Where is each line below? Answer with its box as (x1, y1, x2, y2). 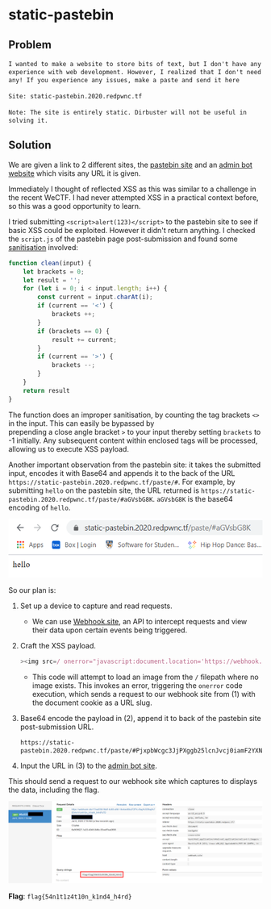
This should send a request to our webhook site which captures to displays (8, 777, 258, 786)
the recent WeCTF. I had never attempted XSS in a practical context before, (8, 192, 260, 202)
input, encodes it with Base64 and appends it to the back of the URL (8, 468, 236, 477)
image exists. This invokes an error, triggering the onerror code (31, 681, 244, 690)
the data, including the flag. (8, 785, 99, 795)
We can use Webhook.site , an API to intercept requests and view (31, 617, 248, 627)
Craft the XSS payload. (19, 641, 97, 651)
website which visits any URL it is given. (8, 168, 141, 178)
